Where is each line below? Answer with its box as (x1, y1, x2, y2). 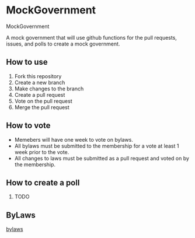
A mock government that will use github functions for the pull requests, (6, 34, 177, 41)
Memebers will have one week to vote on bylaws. (14, 136, 133, 143)
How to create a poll (6, 177, 80, 187)
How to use (6, 57, 48, 67)
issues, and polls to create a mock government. (6, 40, 120, 47)
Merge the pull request (14, 103, 70, 111)
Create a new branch (14, 79, 65, 86)
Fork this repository (14, 72, 62, 79)
